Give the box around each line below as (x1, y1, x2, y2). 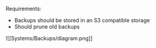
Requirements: (5, 5, 41, 12)
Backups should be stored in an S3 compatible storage (14, 17, 151, 23)
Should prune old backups (14, 23, 80, 30)
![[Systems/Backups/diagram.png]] (5, 35, 93, 41)
